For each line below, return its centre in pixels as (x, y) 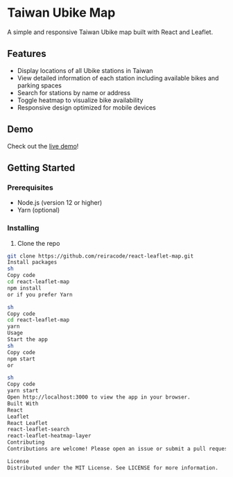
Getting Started (41, 168)
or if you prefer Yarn (40, 294)
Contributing (26, 442)
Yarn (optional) (38, 210)
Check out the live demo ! (43, 146)
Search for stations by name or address (74, 92)
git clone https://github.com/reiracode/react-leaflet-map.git (101, 256)
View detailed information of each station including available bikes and (118, 78)
